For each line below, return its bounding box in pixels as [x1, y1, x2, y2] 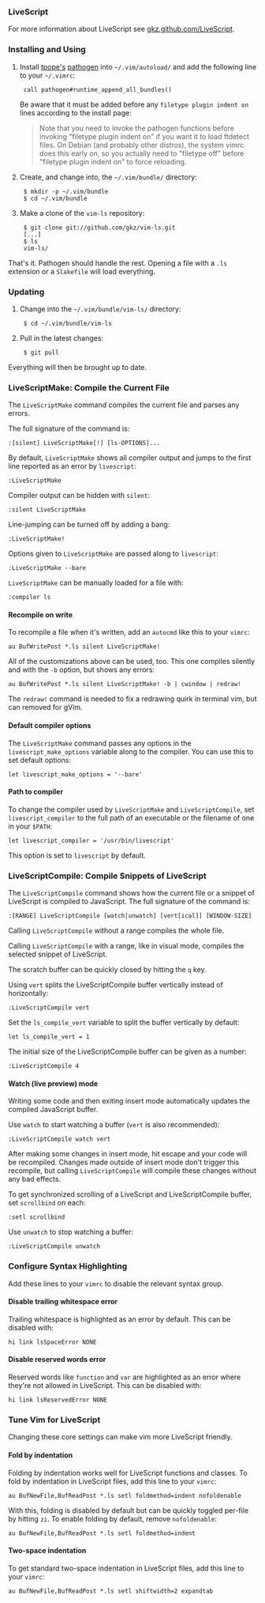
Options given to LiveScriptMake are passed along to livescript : [8, 549, 219, 559]
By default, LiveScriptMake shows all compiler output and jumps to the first [8, 453, 252, 462]
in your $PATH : [8, 821, 53, 831]
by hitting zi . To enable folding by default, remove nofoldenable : [8, 1514, 217, 1523]
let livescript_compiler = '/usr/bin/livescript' [8, 836, 175, 844]
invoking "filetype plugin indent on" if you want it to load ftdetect [39, 131, 250, 141]
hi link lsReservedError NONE [8, 1396, 108, 1404]
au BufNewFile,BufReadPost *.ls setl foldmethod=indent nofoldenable [8, 1492, 242, 1499]
